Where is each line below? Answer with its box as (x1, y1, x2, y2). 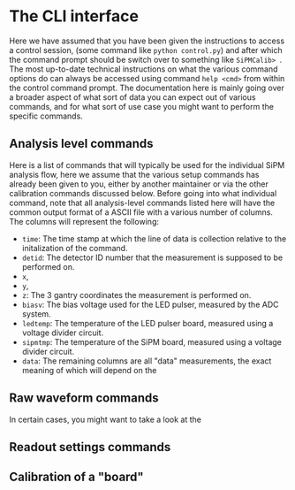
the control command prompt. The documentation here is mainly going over (9, 82, 285, 93)
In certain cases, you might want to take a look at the (9, 414, 201, 425)
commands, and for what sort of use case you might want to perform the (9, 101, 274, 111)
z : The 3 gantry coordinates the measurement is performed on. (21, 289, 252, 300)
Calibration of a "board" (9, 470, 144, 485)
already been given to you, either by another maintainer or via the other (9, 179, 269, 189)
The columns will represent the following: (9, 216, 160, 226)
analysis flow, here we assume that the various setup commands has (9, 169, 260, 180)
